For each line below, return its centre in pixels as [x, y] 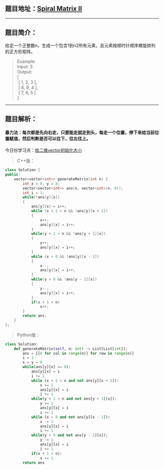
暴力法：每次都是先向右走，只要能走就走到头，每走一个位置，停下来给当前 [80, 132]
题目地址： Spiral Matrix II [43, 9]
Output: [25, 72]
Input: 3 [25, 66]
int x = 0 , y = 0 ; [41, 184]
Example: [26, 61]
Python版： [29, 335]
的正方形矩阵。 [20, 51]
